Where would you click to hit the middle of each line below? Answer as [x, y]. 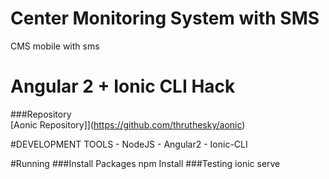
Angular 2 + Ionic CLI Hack [123, 86]
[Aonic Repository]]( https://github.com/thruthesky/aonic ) [128, 124]
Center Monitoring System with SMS [165, 18]
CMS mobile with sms [55, 46]
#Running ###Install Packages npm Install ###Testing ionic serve [145, 163]
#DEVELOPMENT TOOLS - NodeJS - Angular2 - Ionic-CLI [129, 144]
